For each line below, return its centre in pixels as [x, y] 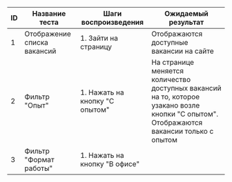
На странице [173, 62]
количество [171, 80]
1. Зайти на [99, 38]
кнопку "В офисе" [110, 164]
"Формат [39, 160]
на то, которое [176, 97]
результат [186, 22]
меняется [168, 71]
